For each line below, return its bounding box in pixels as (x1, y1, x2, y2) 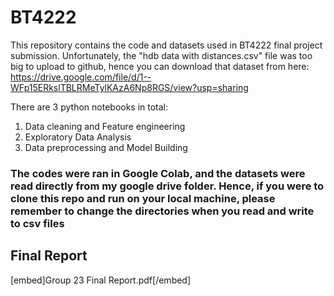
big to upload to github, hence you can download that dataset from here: (10, 60, 310, 72)
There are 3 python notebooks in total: (10, 101, 169, 113)
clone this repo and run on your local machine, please (10, 191, 276, 205)
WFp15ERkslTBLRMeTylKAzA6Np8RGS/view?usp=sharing (10, 81, 249, 93)
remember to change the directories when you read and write (10, 204, 315, 218)
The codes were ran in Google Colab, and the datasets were (10, 166, 306, 180)
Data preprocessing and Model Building (24, 141, 188, 153)
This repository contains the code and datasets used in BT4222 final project (10, 39, 323, 51)
